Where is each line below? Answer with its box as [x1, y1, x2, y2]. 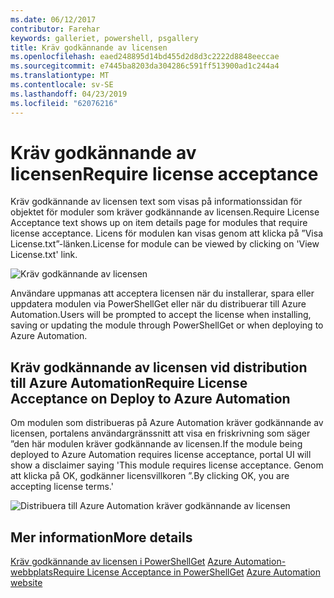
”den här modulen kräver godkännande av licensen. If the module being [10, 438, 303, 450]
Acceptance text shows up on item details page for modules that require [10, 217, 308, 229]
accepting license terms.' [10, 481, 114, 493]
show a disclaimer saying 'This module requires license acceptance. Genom [10, 459, 324, 471]
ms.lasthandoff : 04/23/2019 [10, 89, 128, 99]
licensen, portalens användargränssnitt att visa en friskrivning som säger [10, 427, 311, 440]
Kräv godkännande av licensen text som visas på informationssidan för [10, 196, 303, 208]
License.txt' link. [10, 249, 78, 261]
